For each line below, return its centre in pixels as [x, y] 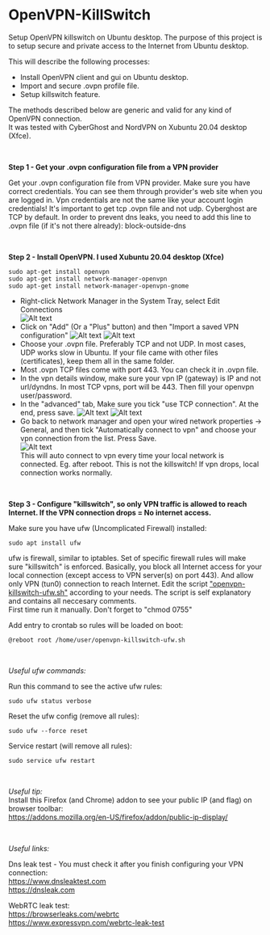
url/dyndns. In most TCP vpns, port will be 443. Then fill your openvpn [137, 386]
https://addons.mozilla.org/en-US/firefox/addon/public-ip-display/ [118, 817]
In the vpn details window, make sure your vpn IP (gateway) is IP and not [141, 378]
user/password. [46, 395]
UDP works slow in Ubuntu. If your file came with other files [119, 352]
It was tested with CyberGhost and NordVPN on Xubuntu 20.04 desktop [128, 127]
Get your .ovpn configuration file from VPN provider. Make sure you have [129, 183]
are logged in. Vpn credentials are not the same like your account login [126, 200]
